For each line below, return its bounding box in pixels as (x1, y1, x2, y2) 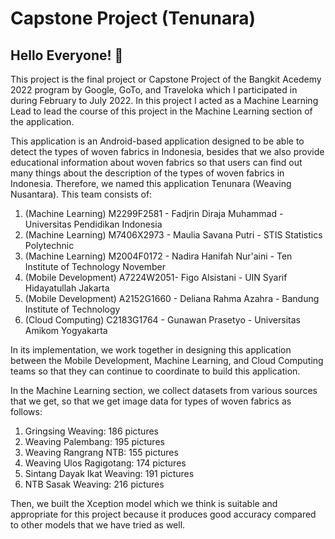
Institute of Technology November (24, 261, 167, 272)
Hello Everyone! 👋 (10, 47, 124, 64)
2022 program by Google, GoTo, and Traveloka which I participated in (10, 84, 298, 96)
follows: (10, 406, 43, 417)
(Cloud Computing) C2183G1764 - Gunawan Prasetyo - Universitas (24, 314, 301, 326)
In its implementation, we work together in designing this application (10, 344, 292, 356)
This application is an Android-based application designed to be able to (10, 135, 305, 147)
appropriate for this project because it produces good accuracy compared (10, 508, 317, 520)
